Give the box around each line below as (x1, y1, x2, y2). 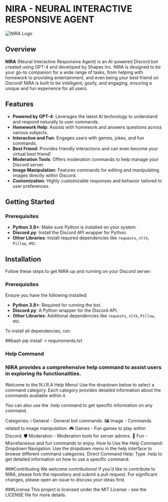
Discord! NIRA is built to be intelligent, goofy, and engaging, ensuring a (5, 80, 152, 86)
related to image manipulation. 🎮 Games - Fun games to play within (5, 425, 146, 431)
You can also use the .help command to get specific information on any (5, 402, 153, 408)
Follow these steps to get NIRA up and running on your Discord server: (5, 268, 152, 274)
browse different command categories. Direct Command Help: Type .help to (5, 451, 162, 457)
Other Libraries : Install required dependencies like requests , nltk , (12, 235, 149, 241)
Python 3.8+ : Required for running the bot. (12, 302, 102, 308)
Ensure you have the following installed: (5, 292, 88, 298)
